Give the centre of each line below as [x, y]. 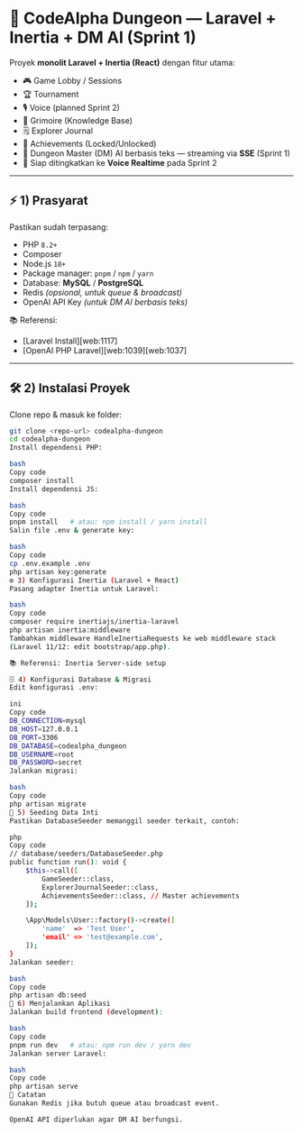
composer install [42, 480]
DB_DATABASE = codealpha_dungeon [68, 746]
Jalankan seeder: [42, 962]
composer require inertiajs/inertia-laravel [94, 622]
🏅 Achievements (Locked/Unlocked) [89, 143]
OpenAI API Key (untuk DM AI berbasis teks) [105, 302]
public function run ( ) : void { [68, 863]
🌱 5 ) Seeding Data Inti [54, 812]
